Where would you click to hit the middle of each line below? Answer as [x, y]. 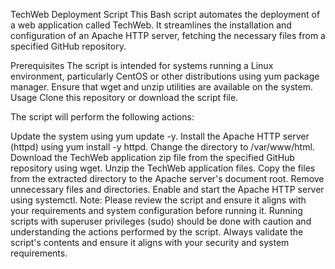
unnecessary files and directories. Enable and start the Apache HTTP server [167, 189]
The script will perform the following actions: [102, 117]
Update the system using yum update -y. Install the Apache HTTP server [160, 136]
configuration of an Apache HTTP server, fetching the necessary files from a [168, 35]
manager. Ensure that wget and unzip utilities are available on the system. [162, 87]
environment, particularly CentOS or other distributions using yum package [165, 76]
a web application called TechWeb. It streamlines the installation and [151, 25]
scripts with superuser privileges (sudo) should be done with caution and [161, 221]
